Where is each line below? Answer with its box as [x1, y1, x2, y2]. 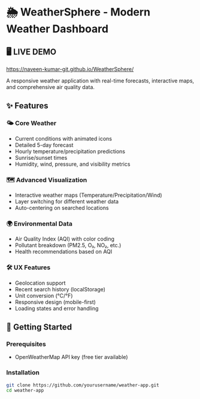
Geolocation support [14, 279, 66, 287]
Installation [6, 368, 40, 377]
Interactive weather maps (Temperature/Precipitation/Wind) [14, 191, 163, 199]
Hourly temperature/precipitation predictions [14, 148, 126, 155]
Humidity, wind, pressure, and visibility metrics [14, 160, 131, 167]
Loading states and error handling [14, 304, 99, 312]
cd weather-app [6, 388, 44, 394]
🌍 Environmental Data [6, 220, 73, 228]
